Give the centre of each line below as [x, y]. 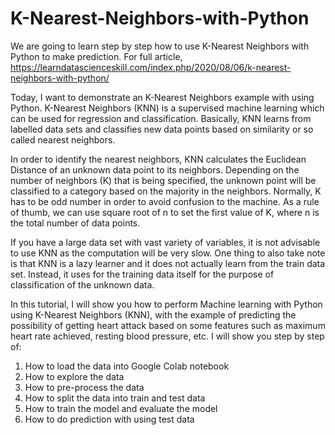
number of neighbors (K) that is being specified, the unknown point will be [163, 180]
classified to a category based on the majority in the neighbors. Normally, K [166, 191]
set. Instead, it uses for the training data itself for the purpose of [142, 274]
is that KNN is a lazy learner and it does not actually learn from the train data [168, 263]
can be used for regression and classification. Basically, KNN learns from [161, 118]
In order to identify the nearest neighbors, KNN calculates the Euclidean [158, 159]
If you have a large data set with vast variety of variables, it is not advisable [165, 242]
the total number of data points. [75, 223]
